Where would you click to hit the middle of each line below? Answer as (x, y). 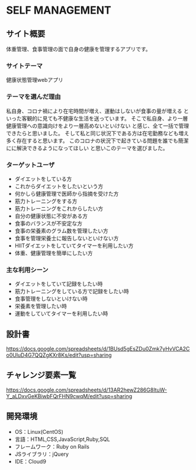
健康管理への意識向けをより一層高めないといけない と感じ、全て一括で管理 (98, 126)
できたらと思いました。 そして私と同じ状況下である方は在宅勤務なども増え (98, 133)
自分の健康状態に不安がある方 (51, 216)
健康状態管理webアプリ (35, 80)
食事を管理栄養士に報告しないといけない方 (67, 238)
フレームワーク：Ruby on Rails (52, 446)
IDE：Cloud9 (30, 461)
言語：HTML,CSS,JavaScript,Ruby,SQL (62, 439)
